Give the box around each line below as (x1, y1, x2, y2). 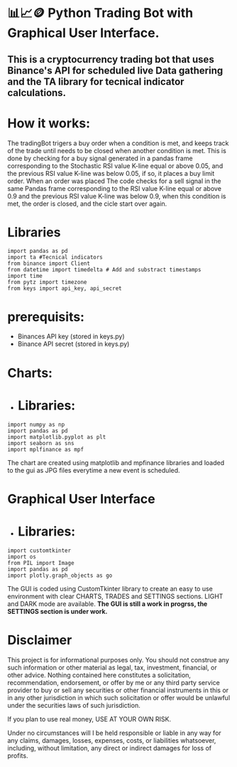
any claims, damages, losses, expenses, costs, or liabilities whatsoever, (7, 736, 216, 744)
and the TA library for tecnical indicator (7, 75, 184, 88)
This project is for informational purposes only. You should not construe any (7, 655, 229, 664)
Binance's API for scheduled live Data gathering (7, 64, 224, 76)
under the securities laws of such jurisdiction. (7, 701, 140, 709)
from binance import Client (7, 260, 91, 267)
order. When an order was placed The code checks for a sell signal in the (7, 177, 221, 185)
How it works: (7, 115, 91, 131)
